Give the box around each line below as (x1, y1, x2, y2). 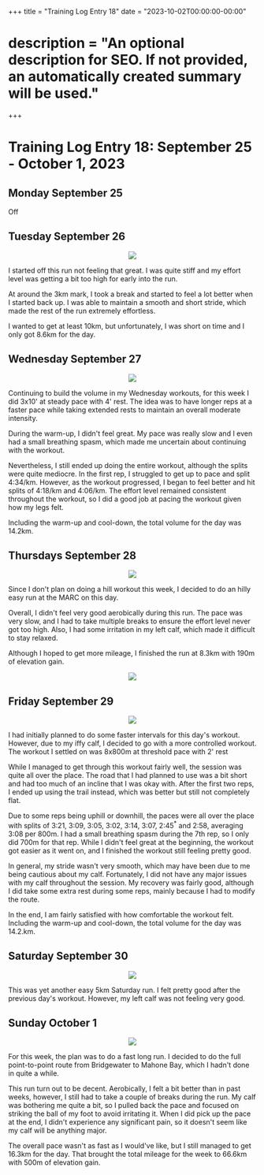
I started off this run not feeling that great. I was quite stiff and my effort (8, 266, 241, 275)
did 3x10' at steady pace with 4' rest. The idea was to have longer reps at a (8, 396, 252, 406)
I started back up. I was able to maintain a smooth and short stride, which (8, 297, 247, 307)
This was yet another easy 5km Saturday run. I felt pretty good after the (8, 985, 240, 995)
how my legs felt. (8, 502, 65, 511)
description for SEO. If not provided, (8, 51, 248, 69)
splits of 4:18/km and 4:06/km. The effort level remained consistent (8, 485, 227, 495)
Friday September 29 (8, 694, 114, 708)
